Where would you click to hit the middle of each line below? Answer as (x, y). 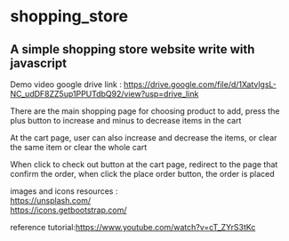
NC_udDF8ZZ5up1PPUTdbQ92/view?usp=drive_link (104, 94)
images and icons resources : (64, 191)
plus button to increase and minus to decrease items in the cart (126, 120)
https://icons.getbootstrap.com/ (68, 210)
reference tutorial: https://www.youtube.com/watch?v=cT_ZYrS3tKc (133, 227)
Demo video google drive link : (66, 84)
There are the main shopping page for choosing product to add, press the (145, 111)
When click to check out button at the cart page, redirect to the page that (144, 165)
